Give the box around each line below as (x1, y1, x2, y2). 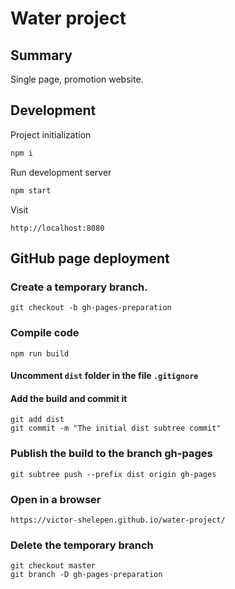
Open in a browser (10, 492, 102, 506)
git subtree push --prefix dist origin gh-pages (10, 469, 217, 479)
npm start (10, 185, 52, 196)
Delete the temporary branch (10, 538, 154, 552)
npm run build (10, 348, 70, 359)
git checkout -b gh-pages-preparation (10, 303, 172, 313)
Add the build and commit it (10, 392, 128, 404)
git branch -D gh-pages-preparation (10, 570, 163, 580)
